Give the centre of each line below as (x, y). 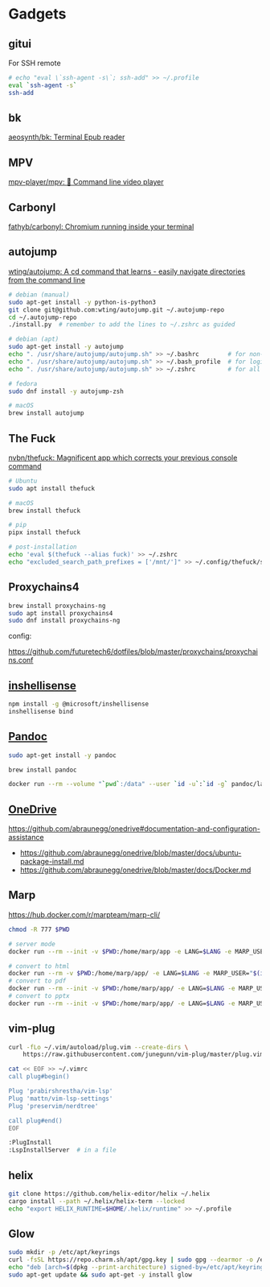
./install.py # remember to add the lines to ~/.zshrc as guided (122, 325)
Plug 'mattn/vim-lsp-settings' (61, 1099)
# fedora (23, 383)
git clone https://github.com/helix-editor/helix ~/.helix (109, 1194)
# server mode (32, 944)
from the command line (47, 279)
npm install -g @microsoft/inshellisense (79, 704)
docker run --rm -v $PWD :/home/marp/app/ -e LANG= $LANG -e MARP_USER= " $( (135, 974)
